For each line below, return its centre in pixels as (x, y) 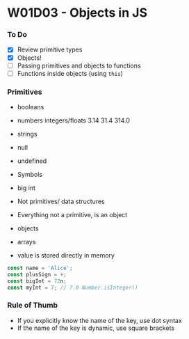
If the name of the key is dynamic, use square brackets (96, 328)
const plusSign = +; (37, 274)
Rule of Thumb (32, 306)
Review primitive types (50, 49)
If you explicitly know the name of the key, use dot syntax (99, 320)
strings (27, 134)
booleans (31, 107)
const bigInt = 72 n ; (37, 281)
